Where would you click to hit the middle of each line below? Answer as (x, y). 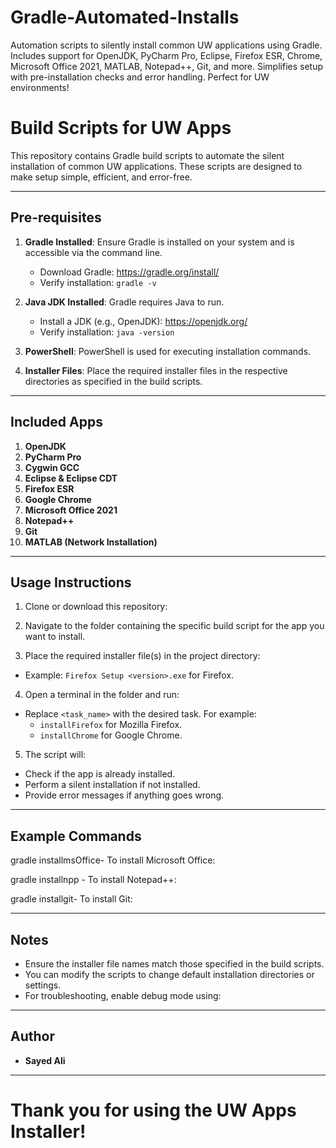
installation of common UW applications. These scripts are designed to (156, 166)
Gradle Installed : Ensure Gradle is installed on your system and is (159, 242)
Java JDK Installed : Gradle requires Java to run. (124, 302)
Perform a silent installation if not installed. (112, 785)
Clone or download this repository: (96, 607)
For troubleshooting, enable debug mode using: (123, 995)
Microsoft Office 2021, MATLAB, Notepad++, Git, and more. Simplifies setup (166, 66)
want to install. (55, 637)
